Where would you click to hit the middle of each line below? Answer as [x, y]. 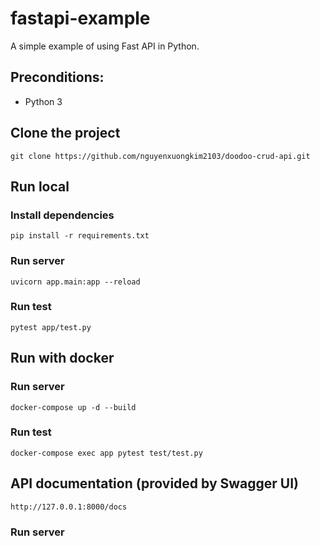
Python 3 [43, 101]
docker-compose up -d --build [73, 407]
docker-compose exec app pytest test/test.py [106, 453]
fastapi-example [80, 18]
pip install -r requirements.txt [80, 236]
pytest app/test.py [51, 327]
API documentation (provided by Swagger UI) [155, 483]
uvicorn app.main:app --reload [75, 282]
